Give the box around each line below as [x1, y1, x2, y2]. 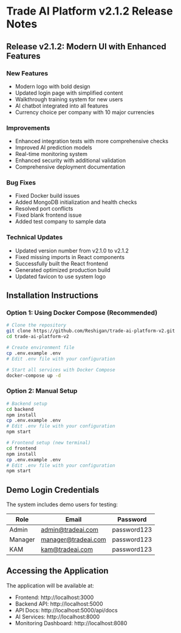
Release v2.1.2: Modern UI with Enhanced [6, 41, 166, 52]
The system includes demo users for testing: [6, 501, 118, 508]
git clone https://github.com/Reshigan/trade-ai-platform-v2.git [6, 328, 175, 334]
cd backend [6, 406, 34, 412]
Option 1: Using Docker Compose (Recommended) [6, 308, 158, 317]
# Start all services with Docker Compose [6, 367, 115, 373]
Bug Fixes [6, 178, 36, 187]
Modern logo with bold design [15, 83, 90, 90]
